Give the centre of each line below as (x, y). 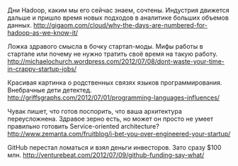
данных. (19, 25)
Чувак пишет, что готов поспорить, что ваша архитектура (95, 111)
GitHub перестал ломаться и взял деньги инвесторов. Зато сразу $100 (114, 147)
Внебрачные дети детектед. (50, 90)
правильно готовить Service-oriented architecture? (83, 126)
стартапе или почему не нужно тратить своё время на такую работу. (113, 54)
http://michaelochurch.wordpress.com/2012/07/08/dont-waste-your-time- (116, 61)
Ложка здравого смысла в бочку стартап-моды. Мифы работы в (105, 46)
